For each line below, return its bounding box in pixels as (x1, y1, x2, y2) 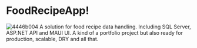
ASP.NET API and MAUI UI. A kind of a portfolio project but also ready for (6, 29, 183, 36)
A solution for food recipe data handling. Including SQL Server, (39, 23, 191, 30)
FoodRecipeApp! (6, 4, 89, 17)
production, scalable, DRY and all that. (6, 35, 99, 42)
